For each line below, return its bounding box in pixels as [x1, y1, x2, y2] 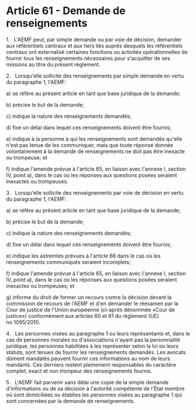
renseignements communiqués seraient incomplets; [6, 258, 131, 265]
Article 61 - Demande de [6, 4, 126, 18]
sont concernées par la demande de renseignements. [6, 397, 136, 404]
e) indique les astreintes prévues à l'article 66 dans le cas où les [6, 252, 161, 259]
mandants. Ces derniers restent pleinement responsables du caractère [6, 361, 177, 368]
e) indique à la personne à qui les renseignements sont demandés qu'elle [6, 135, 183, 142]
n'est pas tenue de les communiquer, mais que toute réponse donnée [6, 141, 174, 148]
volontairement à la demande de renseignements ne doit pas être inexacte [6, 148, 185, 155]
